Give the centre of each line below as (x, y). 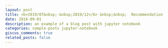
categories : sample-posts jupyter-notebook (52, 28)
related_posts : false (28, 38)
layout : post (19, 10)
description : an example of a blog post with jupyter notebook (73, 24)
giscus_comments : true (29, 33)
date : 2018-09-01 (23, 19)
